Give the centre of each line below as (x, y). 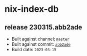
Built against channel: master (40, 39)
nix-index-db (32, 9)
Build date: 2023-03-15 (34, 49)
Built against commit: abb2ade (41, 44)
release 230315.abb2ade (43, 27)
